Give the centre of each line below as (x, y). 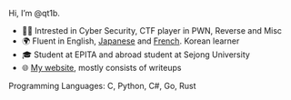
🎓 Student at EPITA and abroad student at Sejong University (136, 55)
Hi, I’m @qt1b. (35, 13)
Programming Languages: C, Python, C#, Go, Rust (102, 86)
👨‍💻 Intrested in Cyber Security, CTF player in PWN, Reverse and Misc (152, 30)
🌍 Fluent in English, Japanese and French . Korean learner (130, 41)
